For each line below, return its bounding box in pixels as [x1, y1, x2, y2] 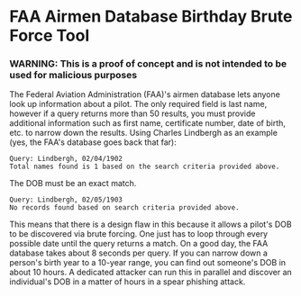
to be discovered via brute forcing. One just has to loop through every [9, 229, 269, 239]
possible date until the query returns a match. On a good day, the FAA [9, 238, 269, 249]
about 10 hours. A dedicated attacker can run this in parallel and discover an [9, 267, 293, 278]
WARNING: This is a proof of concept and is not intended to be [9, 58, 287, 70]
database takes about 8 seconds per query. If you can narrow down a [9, 247, 269, 258]
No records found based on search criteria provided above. [9, 203, 241, 212]
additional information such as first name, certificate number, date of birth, [9, 118, 287, 129]
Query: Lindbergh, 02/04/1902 [9, 155, 123, 164]
